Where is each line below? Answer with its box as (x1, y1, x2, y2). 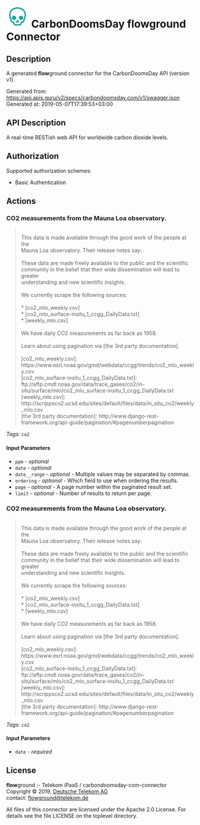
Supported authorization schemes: (6, 167, 92, 174)
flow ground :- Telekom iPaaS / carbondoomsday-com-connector (6, 781, 167, 788)
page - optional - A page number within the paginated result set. (14, 483, 172, 490)
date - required (14, 748, 52, 755)
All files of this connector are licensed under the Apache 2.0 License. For (6, 806, 187, 813)
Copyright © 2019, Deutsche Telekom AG (6, 788, 108, 795)
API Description (6, 118, 66, 128)
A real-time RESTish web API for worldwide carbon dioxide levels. (6, 134, 169, 141)
